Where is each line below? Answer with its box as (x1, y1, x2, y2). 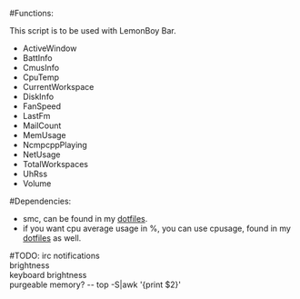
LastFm (22, 111, 51, 121)
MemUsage (22, 130, 66, 140)
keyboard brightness (9, 270, 87, 280)
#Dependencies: (9, 195, 72, 206)
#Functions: (9, 8, 55, 18)
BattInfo (22, 53, 53, 63)
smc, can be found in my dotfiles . (22, 214, 148, 224)
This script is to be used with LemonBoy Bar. (9, 25, 177, 35)
